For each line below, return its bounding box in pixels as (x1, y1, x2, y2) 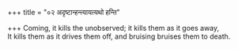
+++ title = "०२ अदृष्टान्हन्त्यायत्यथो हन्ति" (7, 8, 120, 17)
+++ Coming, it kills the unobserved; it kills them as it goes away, (7, 24, 220, 32)
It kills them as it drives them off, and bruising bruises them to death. (7, 32, 231, 41)
